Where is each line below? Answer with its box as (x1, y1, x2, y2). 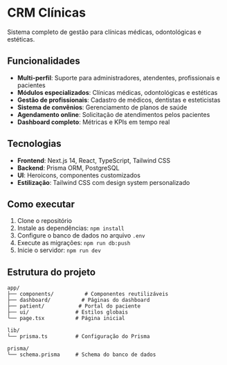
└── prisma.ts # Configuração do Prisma (7, 333, 150, 340)
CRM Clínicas (7, 5, 87, 21)
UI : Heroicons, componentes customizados (17, 171, 140, 179)
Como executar (7, 198, 75, 210)
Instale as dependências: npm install (17, 224, 125, 233)
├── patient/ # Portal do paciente (7, 303, 140, 310)
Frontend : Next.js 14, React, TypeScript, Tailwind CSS (17, 156, 171, 164)
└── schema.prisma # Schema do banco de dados (7, 351, 156, 358)
